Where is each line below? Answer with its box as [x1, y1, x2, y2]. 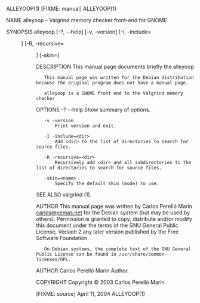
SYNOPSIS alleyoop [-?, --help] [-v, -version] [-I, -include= [6, 28, 152, 35]
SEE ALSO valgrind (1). [36, 191, 92, 198]
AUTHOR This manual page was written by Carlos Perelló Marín [36, 203, 193, 210]
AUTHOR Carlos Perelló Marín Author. [36, 267, 130, 274]
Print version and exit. [54, 123, 116, 129]
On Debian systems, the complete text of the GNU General [44, 246, 192, 252]
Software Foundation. [36, 235, 90, 241]
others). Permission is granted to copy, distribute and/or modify [36, 216, 192, 222]
